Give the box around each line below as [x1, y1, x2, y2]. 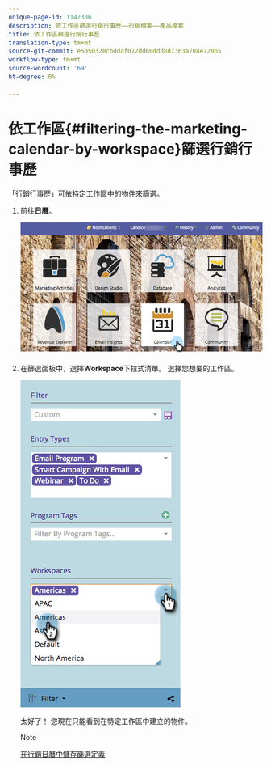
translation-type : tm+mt [8, 39, 92, 47]
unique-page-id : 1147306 [8, 13, 92, 21]
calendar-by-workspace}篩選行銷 [8, 140, 238, 158]
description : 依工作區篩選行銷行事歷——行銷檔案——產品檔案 [8, 21, 184, 30]
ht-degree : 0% [8, 73, 56, 81]
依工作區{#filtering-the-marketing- [8, 120, 248, 138]
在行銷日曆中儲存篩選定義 [19, 749, 106, 760]
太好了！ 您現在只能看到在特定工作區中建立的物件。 [19, 717, 192, 726]
